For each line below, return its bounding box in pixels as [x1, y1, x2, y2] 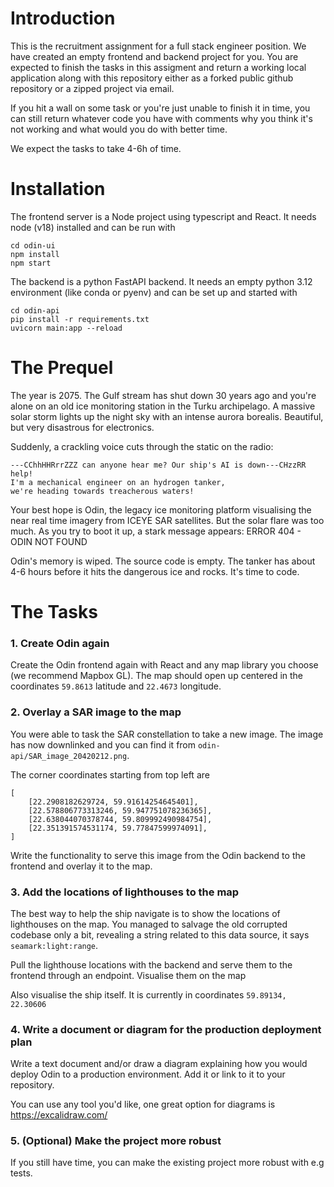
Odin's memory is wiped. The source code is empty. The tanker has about [10, 555, 316, 567]
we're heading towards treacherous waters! [10, 486, 195, 496]
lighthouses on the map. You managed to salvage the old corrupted [10, 918, 288, 930]
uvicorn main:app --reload [10, 323, 123, 333]
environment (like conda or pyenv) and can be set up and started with [10, 286, 298, 298]
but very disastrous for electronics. [10, 421, 155, 433]
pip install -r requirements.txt [10, 314, 150, 324]
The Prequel [10, 357, 114, 379]
